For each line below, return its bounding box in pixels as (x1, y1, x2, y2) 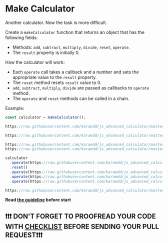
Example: (5, 105, 24, 111)
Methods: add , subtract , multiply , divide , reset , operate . (12, 44, 130, 50)
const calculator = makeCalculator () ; (5, 114, 86, 120)
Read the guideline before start (5, 197, 71, 203)
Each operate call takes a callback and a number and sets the (12, 68, 139, 75)
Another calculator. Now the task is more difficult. (5, 19, 107, 25)
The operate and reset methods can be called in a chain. (12, 95, 129, 101)
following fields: (5, 34, 38, 40)
